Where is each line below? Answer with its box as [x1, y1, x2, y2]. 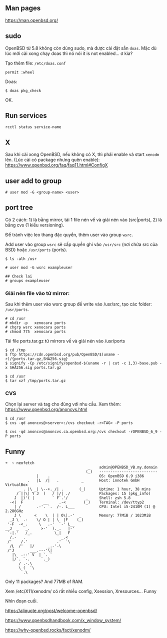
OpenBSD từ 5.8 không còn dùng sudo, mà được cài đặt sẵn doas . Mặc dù [5, 45, 157, 51]
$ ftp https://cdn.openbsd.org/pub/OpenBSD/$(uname [5, 352, 115, 357]
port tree [5, 203, 33, 212]
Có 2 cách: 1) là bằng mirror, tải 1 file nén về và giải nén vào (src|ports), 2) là [5, 216, 162, 222]
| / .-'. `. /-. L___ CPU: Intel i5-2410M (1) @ [14, 504, 155, 509]
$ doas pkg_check [5, 88, 41, 93]
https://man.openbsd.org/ [5, 17, 58, 23]
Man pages [5, 4, 41, 12]
